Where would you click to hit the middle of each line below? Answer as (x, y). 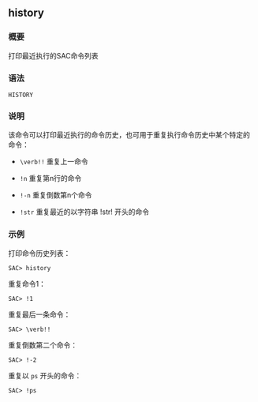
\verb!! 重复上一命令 (54, 162)
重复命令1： (27, 284)
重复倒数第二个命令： (43, 345)
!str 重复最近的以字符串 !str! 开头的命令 (84, 212)
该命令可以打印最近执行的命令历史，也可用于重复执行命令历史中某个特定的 (129, 135)
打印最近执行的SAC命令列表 (53, 55)
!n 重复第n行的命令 (50, 178)
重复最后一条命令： (39, 314)
